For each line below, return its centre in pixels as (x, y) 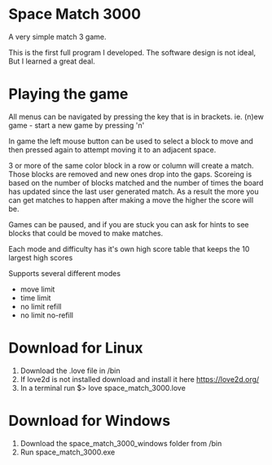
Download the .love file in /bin (70, 371)
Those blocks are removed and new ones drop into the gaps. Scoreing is (130, 174)
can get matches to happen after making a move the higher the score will (131, 200)
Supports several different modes (64, 273)
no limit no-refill (47, 315)
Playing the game (68, 94)
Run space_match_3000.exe (68, 452)
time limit (35, 297)
